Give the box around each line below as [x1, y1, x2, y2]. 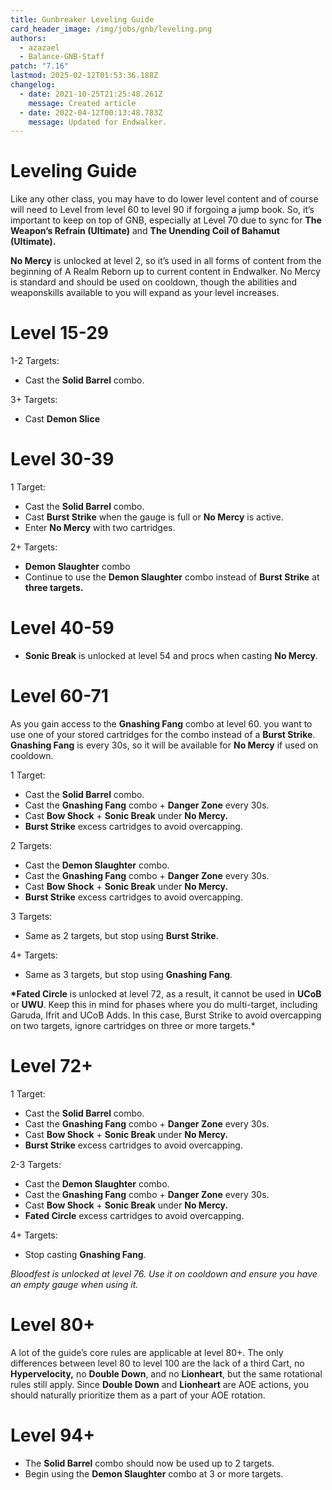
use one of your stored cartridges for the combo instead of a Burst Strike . [10, 728, 316, 740]
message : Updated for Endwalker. [28, 117, 168, 127]
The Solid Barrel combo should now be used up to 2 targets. [24, 1457, 275, 1469]
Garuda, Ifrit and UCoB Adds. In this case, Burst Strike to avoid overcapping [10, 1009, 322, 1021]
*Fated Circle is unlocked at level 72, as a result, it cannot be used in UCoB [10, 987, 322, 1000]
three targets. [24, 582, 84, 594]
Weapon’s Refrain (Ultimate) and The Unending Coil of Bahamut [10, 225, 280, 237]
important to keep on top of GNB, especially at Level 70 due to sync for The [10, 214, 322, 226]
